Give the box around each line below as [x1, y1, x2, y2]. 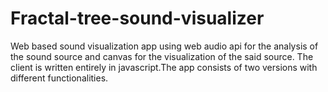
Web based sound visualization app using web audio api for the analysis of [10, 40, 319, 52]
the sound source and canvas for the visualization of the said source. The [10, 50, 314, 62]
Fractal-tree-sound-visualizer [10, 7, 265, 30]
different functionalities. [10, 72, 109, 84]
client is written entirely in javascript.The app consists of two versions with [10, 61, 318, 73]
